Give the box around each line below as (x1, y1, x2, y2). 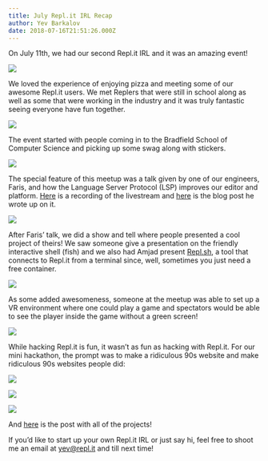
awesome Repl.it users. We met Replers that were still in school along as (8, 87, 246, 97)
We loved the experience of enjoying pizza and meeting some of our (8, 79, 234, 89)
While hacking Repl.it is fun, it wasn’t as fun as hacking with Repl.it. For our (8, 342, 256, 352)
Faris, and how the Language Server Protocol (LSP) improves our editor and (8, 182, 258, 192)
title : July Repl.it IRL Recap (8, 11, 113, 20)
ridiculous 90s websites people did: (8, 359, 126, 369)
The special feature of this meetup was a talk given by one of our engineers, (8, 174, 260, 184)
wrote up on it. (8, 199, 56, 209)
